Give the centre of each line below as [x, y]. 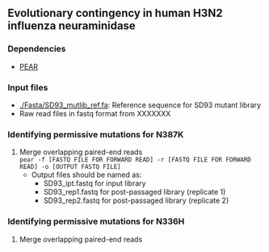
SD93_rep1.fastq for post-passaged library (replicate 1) [134, 192]
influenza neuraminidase [72, 26]
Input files [28, 87]
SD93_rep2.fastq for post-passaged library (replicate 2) [136, 200]
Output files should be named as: [86, 175]
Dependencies [37, 49]
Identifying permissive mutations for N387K [96, 134]
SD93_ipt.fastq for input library [95, 183]
